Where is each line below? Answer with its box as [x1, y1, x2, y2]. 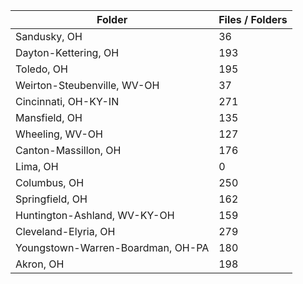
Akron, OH [15, 257, 65, 271]
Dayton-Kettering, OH [15, 46, 120, 59]
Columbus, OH [15, 176, 85, 189]
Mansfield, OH [15, 111, 83, 124]
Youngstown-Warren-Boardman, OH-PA [15, 241, 210, 254]
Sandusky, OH [15, 30, 83, 43]
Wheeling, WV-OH [15, 127, 103, 141]
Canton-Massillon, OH [15, 144, 122, 157]
